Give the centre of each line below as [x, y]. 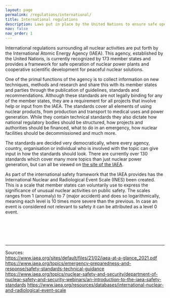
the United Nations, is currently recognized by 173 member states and [78, 59]
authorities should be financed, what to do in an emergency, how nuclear [81, 128]
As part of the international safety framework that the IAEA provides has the [84, 174]
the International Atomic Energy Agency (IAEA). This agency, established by [84, 53]
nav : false [17, 29]
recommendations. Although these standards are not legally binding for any [84, 95]
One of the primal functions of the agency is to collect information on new [82, 79]
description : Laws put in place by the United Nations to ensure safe [81, 24]
